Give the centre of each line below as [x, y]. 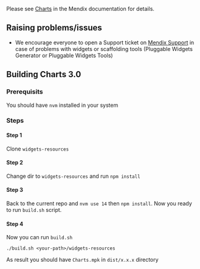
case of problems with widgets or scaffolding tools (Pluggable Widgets [104, 49]
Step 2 [15, 163]
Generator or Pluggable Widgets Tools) [64, 55]
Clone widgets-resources [38, 149]
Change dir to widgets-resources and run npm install [74, 176]
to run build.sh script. [34, 210]
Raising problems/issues [54, 28]
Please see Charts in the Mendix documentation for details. [81, 9]
